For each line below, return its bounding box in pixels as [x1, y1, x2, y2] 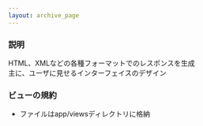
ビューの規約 [8, 90, 58, 101]
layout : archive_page [8, 11, 80, 20]
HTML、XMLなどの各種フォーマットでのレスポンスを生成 [8, 58, 195, 68]
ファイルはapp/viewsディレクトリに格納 [19, 109, 150, 119]
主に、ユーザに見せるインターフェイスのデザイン [8, 68, 167, 77]
